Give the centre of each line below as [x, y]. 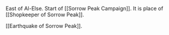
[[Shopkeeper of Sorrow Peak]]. [45, 15]
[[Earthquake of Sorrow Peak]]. [44, 26]
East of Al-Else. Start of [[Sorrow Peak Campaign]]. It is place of [84, 8]
